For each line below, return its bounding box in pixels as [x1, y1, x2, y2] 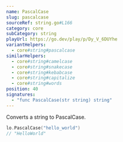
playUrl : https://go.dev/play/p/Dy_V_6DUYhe [6, 36, 118, 42]
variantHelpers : [6, 42, 46, 48]
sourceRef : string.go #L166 [6, 20, 73, 26]
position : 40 [6, 86, 38, 92]
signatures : [6, 91, 35, 97]
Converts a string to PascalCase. [6, 113, 86, 121]
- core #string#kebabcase [11, 70, 73, 75]
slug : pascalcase [6, 14, 49, 20]
